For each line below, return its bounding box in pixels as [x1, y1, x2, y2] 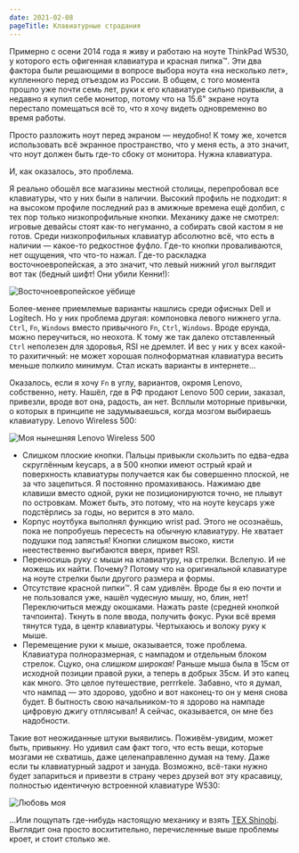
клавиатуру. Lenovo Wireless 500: [9, 415, 137, 426]
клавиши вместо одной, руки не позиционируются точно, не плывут [21, 487, 283, 498]
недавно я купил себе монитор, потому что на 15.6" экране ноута [9, 93, 260, 104]
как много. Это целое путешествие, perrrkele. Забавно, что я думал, [21, 677, 283, 688]
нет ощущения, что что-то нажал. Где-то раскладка [9, 249, 207, 260]
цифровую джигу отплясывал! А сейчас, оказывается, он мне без [21, 706, 274, 716]
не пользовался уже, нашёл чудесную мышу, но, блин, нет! [21, 592, 249, 602]
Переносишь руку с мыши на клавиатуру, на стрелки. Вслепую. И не [21, 554, 287, 565]
